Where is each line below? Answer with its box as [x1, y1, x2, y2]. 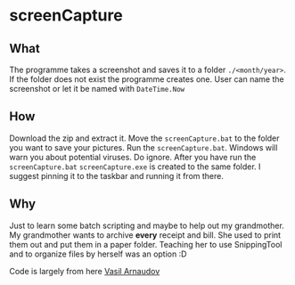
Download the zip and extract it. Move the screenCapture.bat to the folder [9, 133, 280, 143]
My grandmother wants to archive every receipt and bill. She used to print [9, 229, 282, 240]
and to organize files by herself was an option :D [9, 248, 187, 259]
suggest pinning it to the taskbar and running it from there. [9, 170, 225, 181]
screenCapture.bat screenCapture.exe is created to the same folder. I [9, 161, 261, 172]
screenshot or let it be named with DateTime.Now [9, 84, 185, 94]
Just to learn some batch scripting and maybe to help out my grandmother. [9, 220, 285, 231]
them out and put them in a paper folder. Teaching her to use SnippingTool [9, 239, 283, 249]
